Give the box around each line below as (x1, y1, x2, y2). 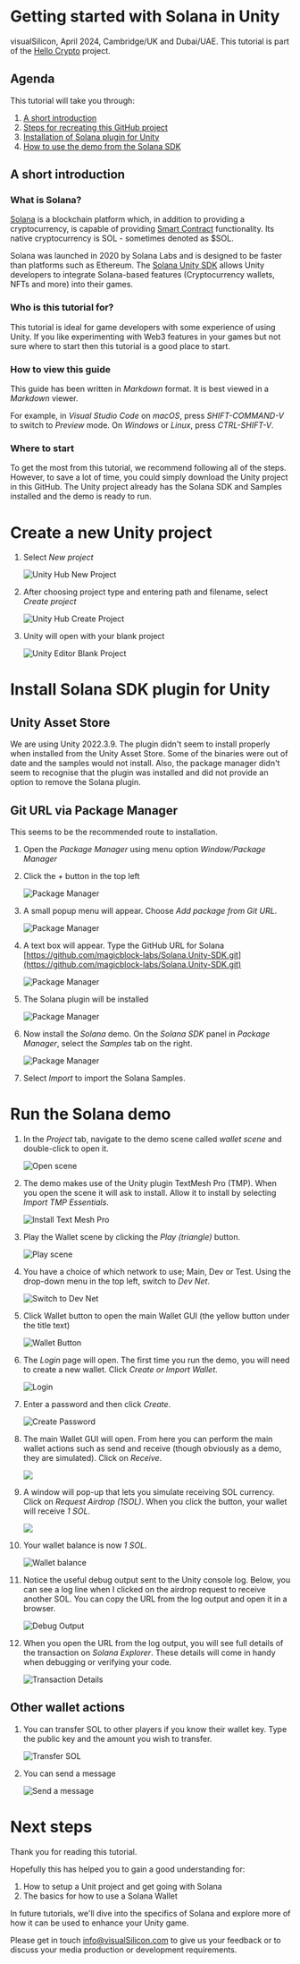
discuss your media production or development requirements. (10, 1944, 237, 1955)
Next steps (10, 1817, 93, 1837)
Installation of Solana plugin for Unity (22, 132, 160, 142)
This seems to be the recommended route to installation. (10, 826, 218, 838)
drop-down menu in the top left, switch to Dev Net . (22, 1276, 211, 1286)
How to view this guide (10, 363, 111, 375)
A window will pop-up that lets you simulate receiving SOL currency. (22, 1487, 275, 1498)
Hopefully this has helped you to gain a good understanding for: (10, 1864, 246, 1874)
